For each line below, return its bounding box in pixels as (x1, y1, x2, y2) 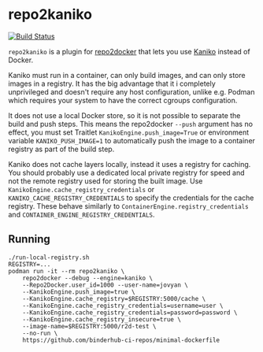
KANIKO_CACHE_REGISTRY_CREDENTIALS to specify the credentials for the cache (8, 193, 254, 202)
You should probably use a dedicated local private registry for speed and (8, 168, 246, 177)
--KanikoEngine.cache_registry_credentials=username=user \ (22, 302, 224, 309)
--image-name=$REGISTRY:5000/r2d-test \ (22, 322, 157, 330)
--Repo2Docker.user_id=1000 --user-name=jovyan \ (22, 281, 189, 289)
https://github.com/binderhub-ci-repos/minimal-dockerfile (22, 336, 220, 344)
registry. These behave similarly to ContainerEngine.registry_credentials (8, 201, 250, 210)
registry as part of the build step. (8, 144, 115, 154)
